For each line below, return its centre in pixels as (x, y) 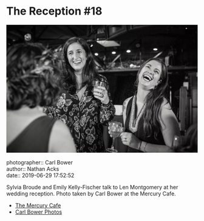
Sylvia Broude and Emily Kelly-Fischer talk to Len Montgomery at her (92, 187)
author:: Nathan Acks (33, 169)
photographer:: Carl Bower (39, 162)
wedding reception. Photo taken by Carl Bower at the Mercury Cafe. (91, 194)
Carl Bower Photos (39, 212)
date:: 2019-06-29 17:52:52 (40, 175)
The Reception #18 (54, 11)
